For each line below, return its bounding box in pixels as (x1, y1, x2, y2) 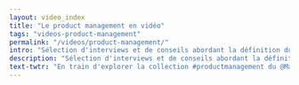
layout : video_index (9, 12, 86, 22)
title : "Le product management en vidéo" (9, 21, 166, 30)
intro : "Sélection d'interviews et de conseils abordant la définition (9, 46, 280, 55)
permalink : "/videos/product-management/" (9, 37, 169, 47)
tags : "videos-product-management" (9, 29, 141, 38)
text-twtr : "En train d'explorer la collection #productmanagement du (9, 63, 277, 72)
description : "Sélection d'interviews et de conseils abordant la (9, 54, 261, 63)
